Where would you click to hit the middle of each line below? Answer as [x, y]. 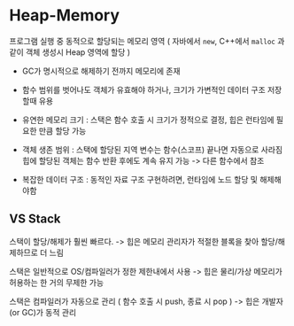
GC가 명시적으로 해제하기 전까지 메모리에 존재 [101, 71]
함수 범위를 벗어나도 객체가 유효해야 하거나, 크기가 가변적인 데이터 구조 [143, 89]
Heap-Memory [65, 16]
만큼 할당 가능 [62, 130]
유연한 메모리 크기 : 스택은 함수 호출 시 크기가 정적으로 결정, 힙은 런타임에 [148, 120]
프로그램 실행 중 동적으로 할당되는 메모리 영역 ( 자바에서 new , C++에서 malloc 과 [147, 41]
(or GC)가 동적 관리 [43, 312]
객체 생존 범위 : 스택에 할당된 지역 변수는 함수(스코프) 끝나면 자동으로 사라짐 [152, 149]
